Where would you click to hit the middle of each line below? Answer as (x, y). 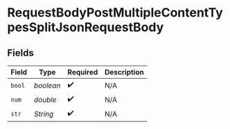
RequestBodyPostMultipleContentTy (115, 13)
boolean (47, 86)
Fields (21, 53)
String (44, 114)
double (45, 99)
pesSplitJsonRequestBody (86, 27)
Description (124, 72)
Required (83, 72)
